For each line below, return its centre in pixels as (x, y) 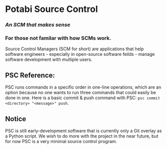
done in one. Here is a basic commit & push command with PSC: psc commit (83, 98)
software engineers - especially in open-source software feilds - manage (80, 54)
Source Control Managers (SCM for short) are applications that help (75, 49)
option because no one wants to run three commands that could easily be (81, 93)
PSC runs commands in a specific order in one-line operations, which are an (83, 87)
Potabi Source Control (52, 9)
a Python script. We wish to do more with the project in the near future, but (82, 136)
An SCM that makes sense (38, 25)
